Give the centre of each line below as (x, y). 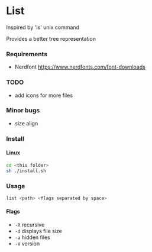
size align (26, 123)
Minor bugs (23, 111)
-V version (27, 244)
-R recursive (30, 225)
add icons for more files (43, 95)
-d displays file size (38, 231)
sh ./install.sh (26, 171)
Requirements (27, 54)
